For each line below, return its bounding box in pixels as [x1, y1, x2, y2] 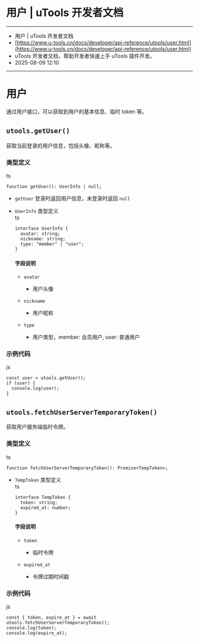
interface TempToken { [14, 494, 71, 500]
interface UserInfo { [14, 225, 68, 231]
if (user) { [6, 380, 36, 386]
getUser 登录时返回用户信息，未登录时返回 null [14, 195, 130, 202]
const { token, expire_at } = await [6, 615, 97, 621]
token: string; [20, 500, 58, 506]
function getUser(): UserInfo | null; [6, 183, 102, 189]
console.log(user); [11, 386, 60, 392]
